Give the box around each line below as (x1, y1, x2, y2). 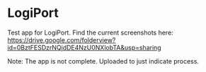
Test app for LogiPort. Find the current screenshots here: (7, 28, 173, 37)
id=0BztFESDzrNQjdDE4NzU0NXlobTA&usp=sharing (7, 43, 161, 52)
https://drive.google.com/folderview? (7, 35, 116, 44)
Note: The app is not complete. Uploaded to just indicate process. (7, 56, 200, 65)
